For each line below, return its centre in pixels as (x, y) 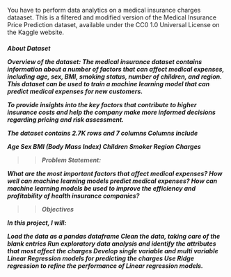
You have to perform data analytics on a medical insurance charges (104, 10)
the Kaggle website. (36, 32)
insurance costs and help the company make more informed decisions (111, 112)
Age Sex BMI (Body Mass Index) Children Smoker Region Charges (104, 146)
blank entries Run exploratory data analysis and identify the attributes (112, 244)
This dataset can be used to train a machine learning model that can (109, 84)
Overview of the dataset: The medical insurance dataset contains (105, 61)
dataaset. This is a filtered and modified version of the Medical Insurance (112, 17)
